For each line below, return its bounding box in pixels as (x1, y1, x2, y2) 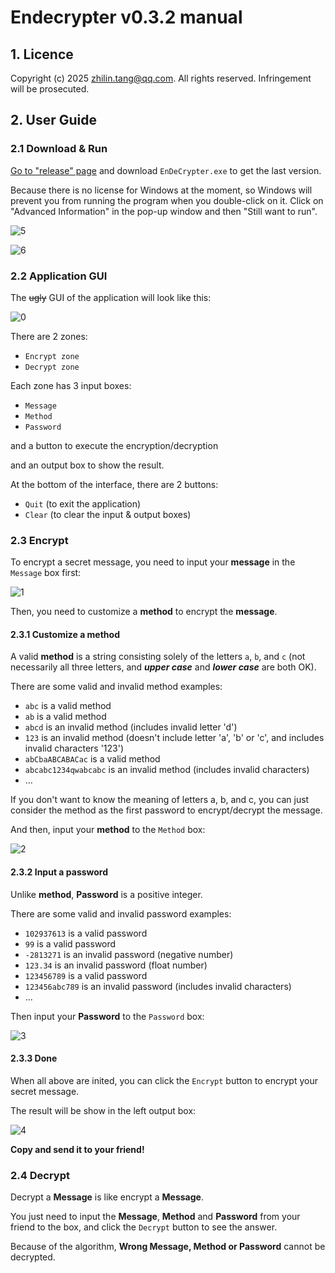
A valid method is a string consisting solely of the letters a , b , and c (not (10, 651, 306, 663)
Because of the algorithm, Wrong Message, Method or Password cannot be (10, 1241, 326, 1253)
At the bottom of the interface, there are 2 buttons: (10, 478, 219, 490)
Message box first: (10, 567, 82, 579)
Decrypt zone (24, 362, 80, 372)
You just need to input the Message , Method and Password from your (10, 1211, 301, 1223)
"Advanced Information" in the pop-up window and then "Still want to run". (10, 205, 318, 217)
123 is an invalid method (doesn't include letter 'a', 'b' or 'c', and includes (24, 732, 325, 744)
